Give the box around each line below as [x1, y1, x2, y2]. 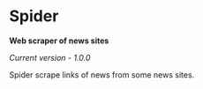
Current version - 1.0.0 [9, 52, 91, 63]
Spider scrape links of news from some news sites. [9, 69, 195, 80]
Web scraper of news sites [9, 35, 109, 46]
